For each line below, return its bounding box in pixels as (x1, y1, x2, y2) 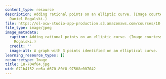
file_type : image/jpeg (5, 26, 52, 30)
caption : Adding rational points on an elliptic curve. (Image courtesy (9, 35, 163, 40)
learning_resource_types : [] (5, 53, 65, 58)
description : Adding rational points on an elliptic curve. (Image (5, 12, 147, 17)
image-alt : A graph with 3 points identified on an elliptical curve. (9, 48, 158, 53)
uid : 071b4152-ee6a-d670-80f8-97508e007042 (5, 67, 96, 72)
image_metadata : (5, 30, 39, 35)
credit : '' (9, 44, 32, 49)
